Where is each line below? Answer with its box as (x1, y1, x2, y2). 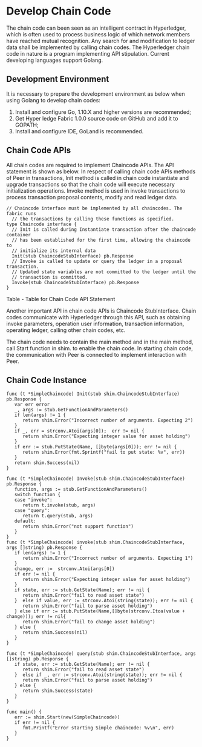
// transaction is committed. (11, 274, 88, 280)
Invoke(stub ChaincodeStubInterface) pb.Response (11, 279, 139, 285)
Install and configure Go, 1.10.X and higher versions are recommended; (15, 108, 192, 116)
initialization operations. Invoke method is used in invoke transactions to (6, 187, 186, 194)
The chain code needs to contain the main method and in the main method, (6, 338, 194, 345)
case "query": (14, 508, 50, 514)
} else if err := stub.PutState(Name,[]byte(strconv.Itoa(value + (14, 608, 186, 614)
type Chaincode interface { (6, 221, 77, 227)
